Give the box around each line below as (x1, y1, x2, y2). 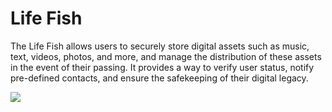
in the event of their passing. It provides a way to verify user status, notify (10, 61, 315, 73)
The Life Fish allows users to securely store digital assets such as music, (10, 40, 310, 52)
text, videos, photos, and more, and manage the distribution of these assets (10, 50, 322, 62)
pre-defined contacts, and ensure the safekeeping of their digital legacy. (10, 72, 309, 84)
